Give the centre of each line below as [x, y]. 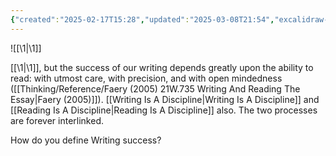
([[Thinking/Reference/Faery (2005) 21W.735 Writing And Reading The [155, 88]
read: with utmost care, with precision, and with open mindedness [146, 78]
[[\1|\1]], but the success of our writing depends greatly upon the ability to [162, 67]
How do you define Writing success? [86, 140]
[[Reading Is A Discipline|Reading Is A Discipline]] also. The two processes [164, 110]
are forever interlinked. [57, 120]
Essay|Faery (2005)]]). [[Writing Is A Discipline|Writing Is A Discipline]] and [165, 99]
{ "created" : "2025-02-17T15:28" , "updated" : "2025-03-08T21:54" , [142, 19]
